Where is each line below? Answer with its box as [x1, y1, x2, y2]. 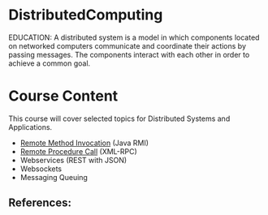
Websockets [19, 164, 63, 174]
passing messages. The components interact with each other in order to [8, 49, 250, 59]
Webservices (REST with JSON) [19, 155, 128, 165]
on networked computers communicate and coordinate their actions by [8, 41, 246, 50]
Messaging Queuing [19, 172, 88, 182]
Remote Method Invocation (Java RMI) [19, 138, 149, 148]
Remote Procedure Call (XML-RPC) [19, 146, 138, 156]
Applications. [8, 122, 53, 131]
